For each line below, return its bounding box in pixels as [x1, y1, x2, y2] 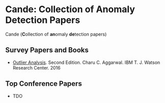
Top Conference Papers [5, 80, 82, 88]
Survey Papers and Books [5, 46, 89, 54]
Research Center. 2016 [12, 64, 61, 71]
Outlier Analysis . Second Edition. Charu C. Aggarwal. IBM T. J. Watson [12, 59, 160, 65]
